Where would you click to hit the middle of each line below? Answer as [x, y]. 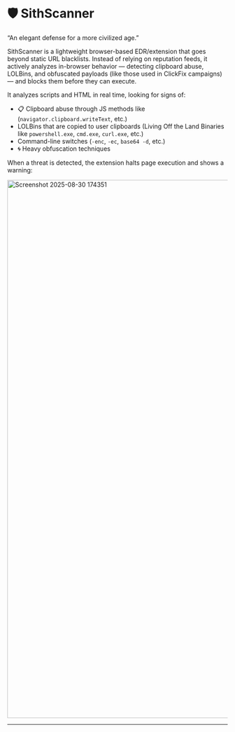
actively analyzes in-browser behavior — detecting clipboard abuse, [106, 66]
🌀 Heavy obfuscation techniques [64, 149]
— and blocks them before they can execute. [72, 81]
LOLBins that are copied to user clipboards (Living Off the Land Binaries [121, 126]
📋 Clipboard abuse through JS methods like [81, 109]
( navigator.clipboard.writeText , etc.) [72, 118]
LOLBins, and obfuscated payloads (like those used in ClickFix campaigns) [115, 74]
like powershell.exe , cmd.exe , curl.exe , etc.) [80, 133]
